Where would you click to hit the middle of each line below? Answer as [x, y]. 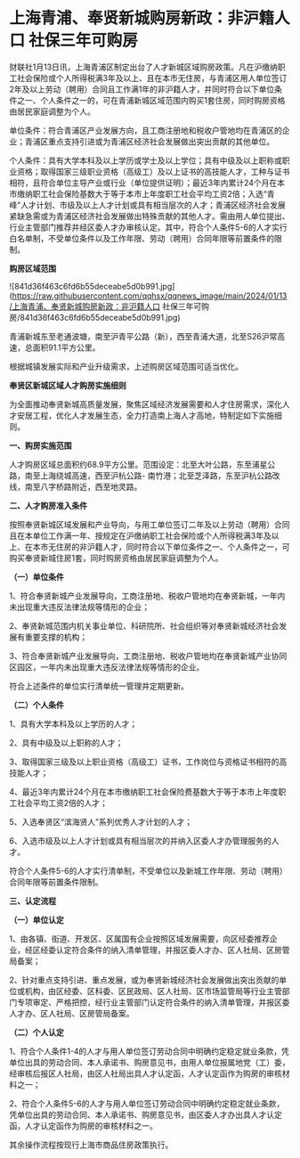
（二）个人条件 [36, 705]
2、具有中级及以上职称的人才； [66, 742]
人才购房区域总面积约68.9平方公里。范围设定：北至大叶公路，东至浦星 [138, 464]
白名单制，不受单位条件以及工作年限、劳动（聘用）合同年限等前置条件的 [142, 238]
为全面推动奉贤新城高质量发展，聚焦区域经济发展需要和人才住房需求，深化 [146, 404]
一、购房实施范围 [41, 445]
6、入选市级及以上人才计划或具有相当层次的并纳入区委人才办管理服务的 [140, 840]
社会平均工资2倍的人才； [62, 803]
